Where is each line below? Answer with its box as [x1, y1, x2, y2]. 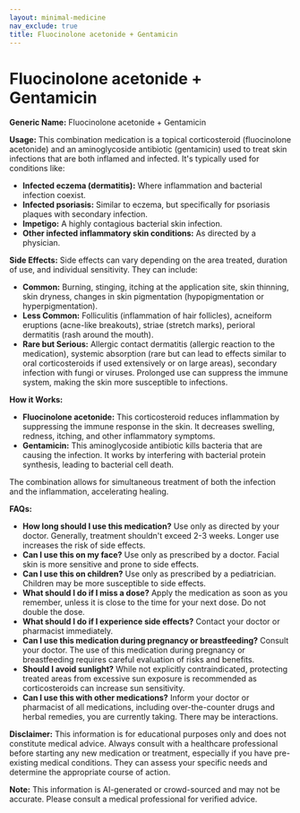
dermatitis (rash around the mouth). [21, 329, 154, 341]
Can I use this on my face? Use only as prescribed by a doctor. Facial [21, 549, 280, 560]
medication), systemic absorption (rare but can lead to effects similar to [21, 349, 287, 359]
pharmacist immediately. [21, 626, 114, 636]
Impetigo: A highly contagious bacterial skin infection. [21, 219, 223, 229]
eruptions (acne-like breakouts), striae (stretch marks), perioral [21, 320, 255, 331]
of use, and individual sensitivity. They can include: [9, 264, 199, 275]
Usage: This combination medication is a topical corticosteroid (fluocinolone [9, 134, 292, 145]
